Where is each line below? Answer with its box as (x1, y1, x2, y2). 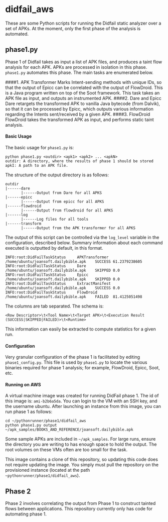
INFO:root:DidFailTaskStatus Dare (5, 263, 86, 268)
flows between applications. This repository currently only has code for (5, 506, 153, 512)
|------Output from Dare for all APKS (21, 190, 102, 195)
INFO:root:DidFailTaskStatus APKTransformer (5, 255, 109, 260)
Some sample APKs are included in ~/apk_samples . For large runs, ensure (5, 436, 156, 442)
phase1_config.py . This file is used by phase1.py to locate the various (5, 359, 147, 365)
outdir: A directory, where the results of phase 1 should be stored (5, 158, 154, 164)
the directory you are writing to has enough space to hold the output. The (5, 441, 157, 448)
